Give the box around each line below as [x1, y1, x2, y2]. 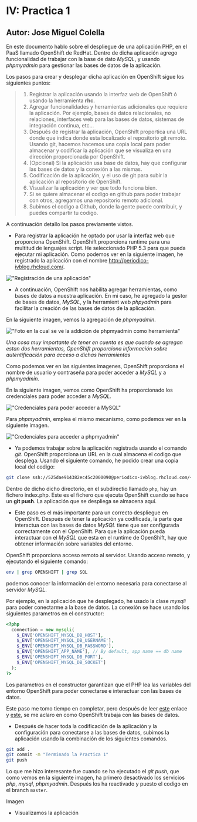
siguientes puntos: [6, 79, 51, 86]
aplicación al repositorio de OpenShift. [29, 178, 122, 185]
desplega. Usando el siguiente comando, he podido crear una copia [14, 457, 179, 464]
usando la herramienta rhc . [29, 97, 96, 104]
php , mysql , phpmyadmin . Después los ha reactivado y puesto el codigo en [6, 780, 188, 787]
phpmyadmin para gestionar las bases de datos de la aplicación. [6, 62, 162, 69]
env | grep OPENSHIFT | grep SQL [6, 569, 88, 575]
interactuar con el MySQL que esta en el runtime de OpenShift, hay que [14, 534, 188, 541]
